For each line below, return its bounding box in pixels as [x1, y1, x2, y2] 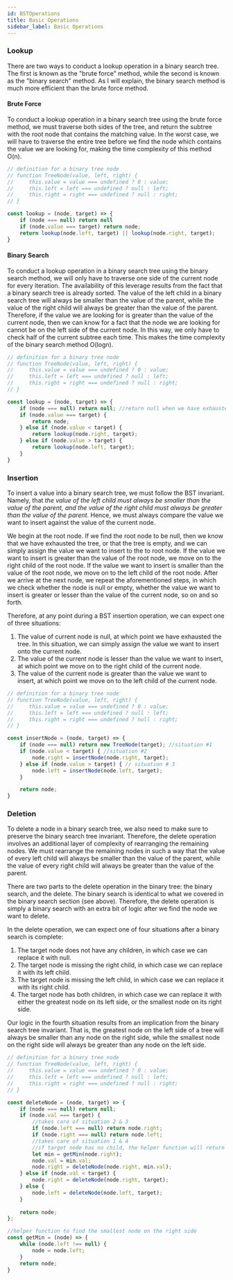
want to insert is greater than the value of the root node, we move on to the [7, 554, 222, 562]
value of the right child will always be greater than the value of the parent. [7, 303, 218, 312]
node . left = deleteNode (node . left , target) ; [32, 1189, 163, 1196]
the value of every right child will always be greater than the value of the [7, 861, 214, 870]
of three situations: [7, 619, 61, 627]
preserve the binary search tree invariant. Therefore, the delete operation [7, 832, 216, 841]
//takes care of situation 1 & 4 [32, 1138, 129, 1145]
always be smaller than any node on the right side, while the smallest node [7, 1034, 221, 1042]
